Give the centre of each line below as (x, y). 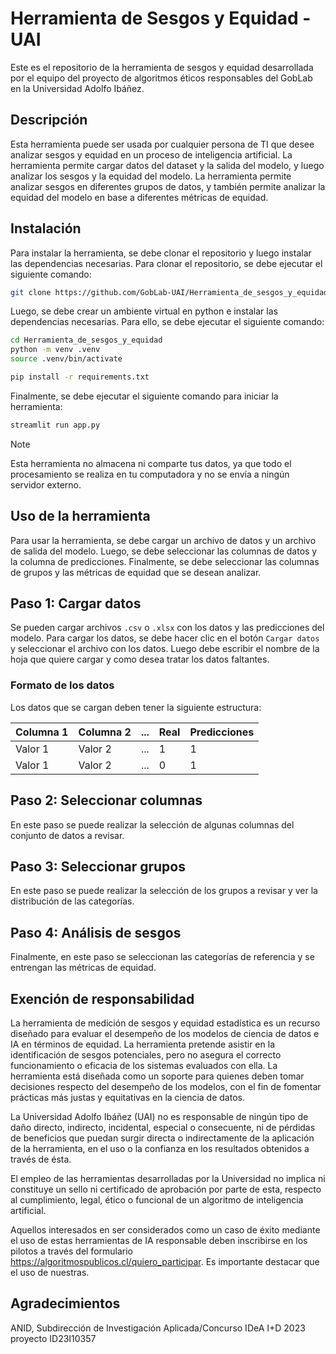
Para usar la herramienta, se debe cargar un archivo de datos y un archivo (163, 540)
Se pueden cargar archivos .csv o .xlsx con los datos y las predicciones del (167, 628)
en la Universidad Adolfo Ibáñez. (77, 88)
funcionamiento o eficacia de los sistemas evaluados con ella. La (144, 1065)
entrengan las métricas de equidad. (83, 968)
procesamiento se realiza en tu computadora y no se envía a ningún (150, 474)
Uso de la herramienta (80, 516)
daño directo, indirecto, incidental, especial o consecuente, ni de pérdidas (163, 1127)
